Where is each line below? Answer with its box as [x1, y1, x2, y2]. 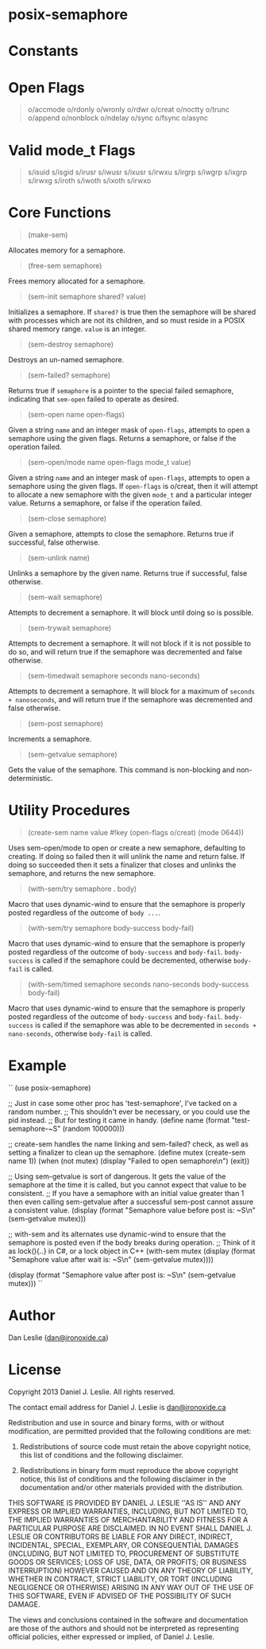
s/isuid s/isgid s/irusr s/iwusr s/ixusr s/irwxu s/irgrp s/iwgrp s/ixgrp [27, 167, 248, 177]
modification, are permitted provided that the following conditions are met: [8, 1426, 252, 1436]
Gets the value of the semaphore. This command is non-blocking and [8, 765, 235, 775]
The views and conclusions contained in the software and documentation [8, 1615, 249, 1624]
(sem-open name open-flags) [27, 410, 125, 420]
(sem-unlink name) [27, 553, 90, 563]
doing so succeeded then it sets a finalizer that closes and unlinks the [8, 860, 237, 869]
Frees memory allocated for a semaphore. [8, 276, 145, 286]
